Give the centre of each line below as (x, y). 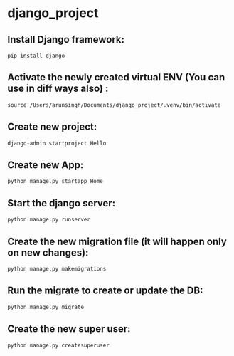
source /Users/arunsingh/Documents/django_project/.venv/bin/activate (114, 105)
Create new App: (46, 165)
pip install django (36, 56)
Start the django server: (62, 203)
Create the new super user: (69, 329)
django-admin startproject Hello (57, 143)
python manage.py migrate (46, 307)
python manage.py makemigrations (57, 269)
